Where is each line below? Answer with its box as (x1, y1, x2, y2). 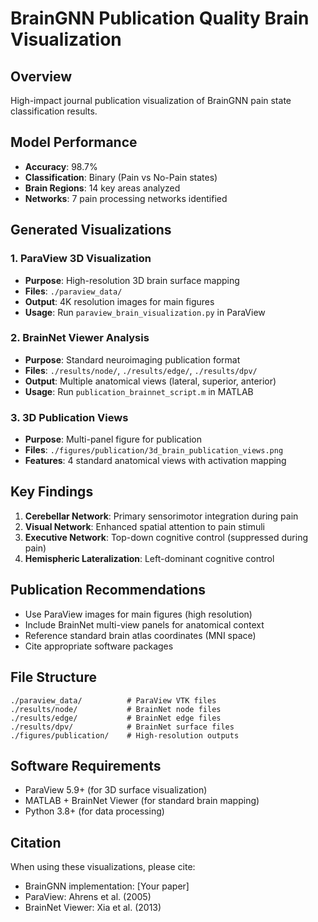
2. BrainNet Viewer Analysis (10, 331, 150, 345)
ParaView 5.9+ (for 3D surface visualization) (24, 784, 208, 796)
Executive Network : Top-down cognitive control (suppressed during (24, 531, 309, 543)
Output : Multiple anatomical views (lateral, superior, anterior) (24, 375, 277, 387)
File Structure (10, 669, 97, 686)
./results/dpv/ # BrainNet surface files (10, 722, 235, 732)
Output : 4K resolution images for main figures (24, 295, 215, 307)
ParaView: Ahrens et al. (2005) (24, 891, 152, 903)
